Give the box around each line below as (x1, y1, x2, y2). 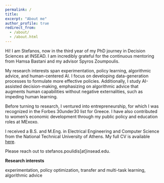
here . (5, 138, 16, 144)
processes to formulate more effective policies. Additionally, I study (5, 78, 141, 84)
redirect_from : (5, 25, 36, 30)
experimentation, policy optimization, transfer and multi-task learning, (5, 167, 146, 173)
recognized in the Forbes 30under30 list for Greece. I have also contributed (5, 108, 158, 114)
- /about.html (9, 35, 38, 40)
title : (5, 12, 19, 17)
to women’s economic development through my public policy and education (5, 114, 158, 119)
